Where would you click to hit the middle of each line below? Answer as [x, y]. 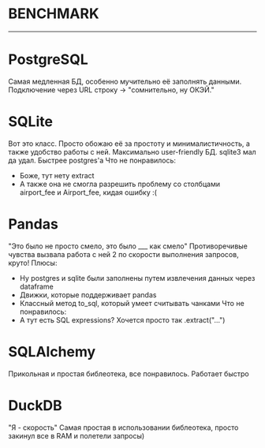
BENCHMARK [54, 14]
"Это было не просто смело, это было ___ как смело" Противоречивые [128, 246]
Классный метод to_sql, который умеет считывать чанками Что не [132, 303]
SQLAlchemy [52, 351]
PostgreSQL [48, 60]
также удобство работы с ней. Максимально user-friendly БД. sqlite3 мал [132, 151]
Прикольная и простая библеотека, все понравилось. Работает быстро [129, 373]
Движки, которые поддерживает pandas [88, 295]
